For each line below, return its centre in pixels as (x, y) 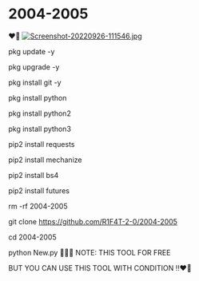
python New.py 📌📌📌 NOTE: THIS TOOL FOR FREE (90, 252)
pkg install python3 (40, 129)
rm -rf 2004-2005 (38, 206)
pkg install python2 (40, 113)
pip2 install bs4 (34, 175)
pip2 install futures (39, 190)
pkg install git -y (35, 82)
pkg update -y (32, 51)
